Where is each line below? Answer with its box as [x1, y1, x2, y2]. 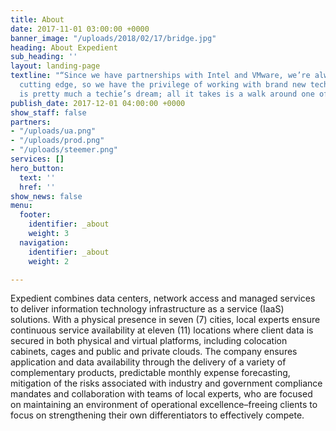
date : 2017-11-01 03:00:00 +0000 [10, 24, 150, 34]
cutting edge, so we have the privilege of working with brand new [19, 80, 307, 90]
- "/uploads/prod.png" [10, 136, 105, 146]
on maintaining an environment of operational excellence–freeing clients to [10, 399, 318, 411]
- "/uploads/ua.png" [10, 126, 97, 136]
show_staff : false [10, 107, 87, 118]
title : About [10, 14, 65, 25]
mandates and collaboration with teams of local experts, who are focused [10, 388, 313, 400]
